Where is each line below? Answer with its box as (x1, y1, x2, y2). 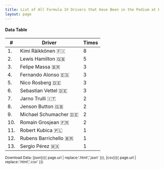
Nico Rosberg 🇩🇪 (20, 79, 61, 86)
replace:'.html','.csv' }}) (5, 159, 44, 164)
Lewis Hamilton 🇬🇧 (20, 55, 65, 62)
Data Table (5, 27, 28, 33)
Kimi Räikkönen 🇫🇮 (20, 47, 65, 54)
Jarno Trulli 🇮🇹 (20, 95, 56, 102)
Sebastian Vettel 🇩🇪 (20, 87, 67, 94)
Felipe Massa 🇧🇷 (20, 63, 61, 70)
